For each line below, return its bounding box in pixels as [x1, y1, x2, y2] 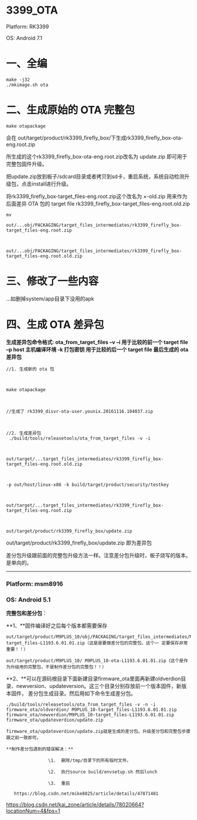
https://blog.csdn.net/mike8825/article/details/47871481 [13, 791, 159, 796]
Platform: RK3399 [6, 23, 49, 30]
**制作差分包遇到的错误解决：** [6, 746, 74, 752]
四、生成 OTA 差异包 [6, 318, 104, 331]
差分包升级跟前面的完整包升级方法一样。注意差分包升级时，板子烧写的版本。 [6, 551, 191, 558]
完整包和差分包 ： [6, 609, 47, 616]
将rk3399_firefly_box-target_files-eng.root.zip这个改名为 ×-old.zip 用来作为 [6, 193, 188, 200]
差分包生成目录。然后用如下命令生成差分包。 [28, 690, 136, 697]
